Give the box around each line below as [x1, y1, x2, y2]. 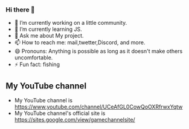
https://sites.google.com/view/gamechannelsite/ [14, 116, 135, 124]
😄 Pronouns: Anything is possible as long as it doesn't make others [14, 48, 183, 55]
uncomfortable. [14, 54, 53, 61]
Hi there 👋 [5, 5, 36, 14]
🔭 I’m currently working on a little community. [14, 19, 127, 27]
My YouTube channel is [14, 97, 73, 104]
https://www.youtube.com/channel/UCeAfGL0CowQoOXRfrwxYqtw [14, 103, 183, 111]
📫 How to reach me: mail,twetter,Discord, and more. [14, 39, 146, 46]
